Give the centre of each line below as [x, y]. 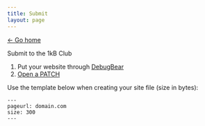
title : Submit [28, 13]
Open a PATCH [39, 74]
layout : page [26, 20]
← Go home [24, 39]
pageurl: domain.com [37, 106]
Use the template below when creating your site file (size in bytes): [103, 87]
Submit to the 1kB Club [40, 53]
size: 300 [22, 112]
